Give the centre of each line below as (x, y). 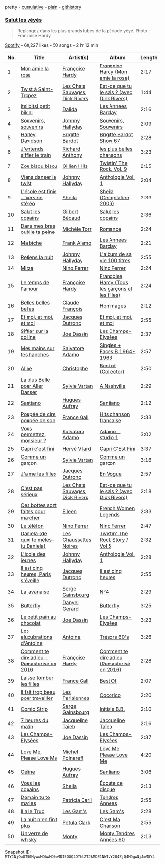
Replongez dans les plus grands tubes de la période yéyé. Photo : (83, 31)
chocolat (30, 623)
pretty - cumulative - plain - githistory (43, 7)
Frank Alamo (77, 243)
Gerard (70, 609)
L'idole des (33, 554)
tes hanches (35, 355)
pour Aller (32, 386)
